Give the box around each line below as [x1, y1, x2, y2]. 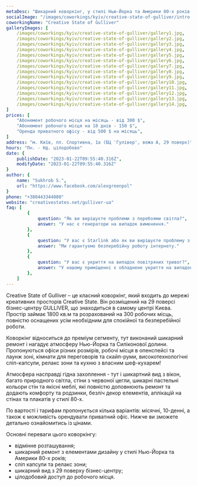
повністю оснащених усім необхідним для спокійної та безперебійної [6, 317, 181, 324]
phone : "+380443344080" [6, 194, 64, 200]
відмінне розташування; [14, 442, 76, 449]
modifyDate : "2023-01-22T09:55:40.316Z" [16, 161, 117, 167]
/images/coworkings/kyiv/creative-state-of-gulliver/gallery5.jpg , [16, 52, 185, 58]
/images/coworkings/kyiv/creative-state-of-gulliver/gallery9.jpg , [16, 74, 185, 80]
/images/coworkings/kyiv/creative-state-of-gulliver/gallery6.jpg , [16, 57, 185, 63]
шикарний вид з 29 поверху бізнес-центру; [14, 467, 123, 474]
